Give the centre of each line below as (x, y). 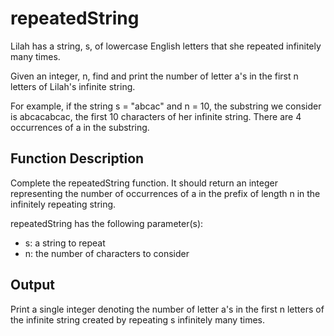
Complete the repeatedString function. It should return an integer (144, 183)
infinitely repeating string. (63, 204)
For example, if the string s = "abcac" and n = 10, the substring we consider (166, 106)
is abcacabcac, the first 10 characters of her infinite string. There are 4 (156, 116)
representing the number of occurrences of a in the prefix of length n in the (165, 193)
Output (32, 285)
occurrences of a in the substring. (80, 127)
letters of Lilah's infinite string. (73, 86)
